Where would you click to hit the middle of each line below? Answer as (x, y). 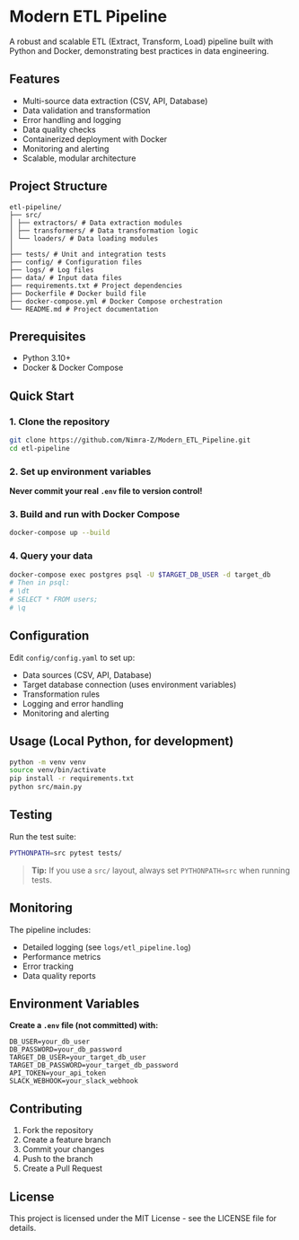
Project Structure (58, 186)
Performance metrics (62, 956)
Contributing (46, 1108)
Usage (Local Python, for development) (122, 741)
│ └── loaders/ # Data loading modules (84, 238)
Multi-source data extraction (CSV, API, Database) (115, 101)
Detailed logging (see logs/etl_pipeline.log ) (106, 947)
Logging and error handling (73, 703)
